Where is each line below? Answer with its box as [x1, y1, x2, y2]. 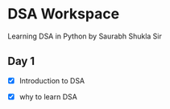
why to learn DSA [19, 91, 77, 101]
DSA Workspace [7, 5, 120, 23]
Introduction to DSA [19, 75, 85, 85]
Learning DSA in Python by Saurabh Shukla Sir [7, 31, 162, 41]
